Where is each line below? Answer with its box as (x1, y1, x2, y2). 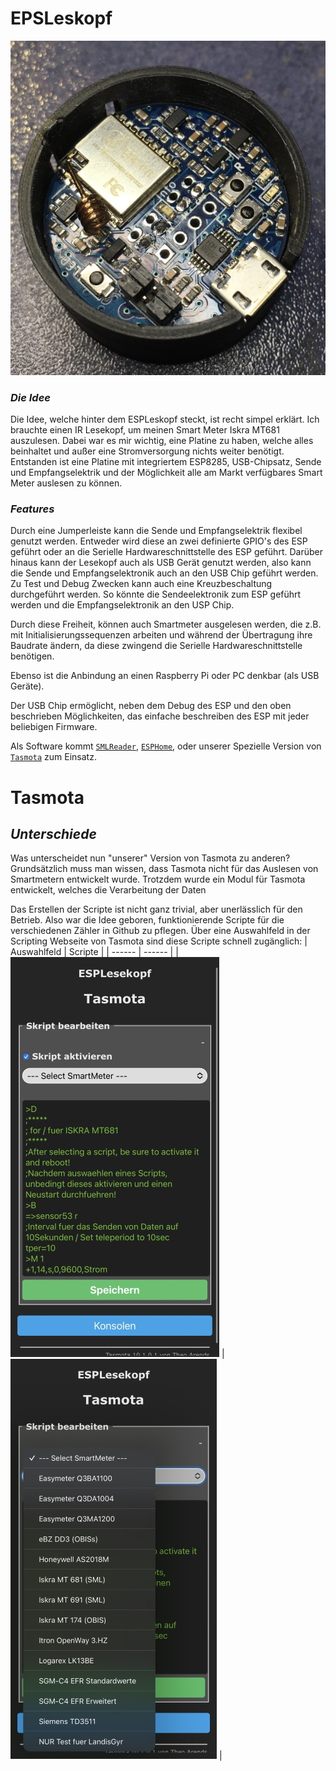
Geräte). (10, 680, 45, 692)
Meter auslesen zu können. (10, 477, 123, 489)
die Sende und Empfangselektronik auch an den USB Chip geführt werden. (10, 567, 319, 579)
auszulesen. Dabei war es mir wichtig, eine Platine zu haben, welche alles (10, 435, 314, 447)
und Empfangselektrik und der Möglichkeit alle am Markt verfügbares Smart (10, 467, 323, 479)
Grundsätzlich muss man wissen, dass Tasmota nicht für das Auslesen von (10, 863, 319, 875)
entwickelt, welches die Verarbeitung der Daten (10, 884, 207, 896)
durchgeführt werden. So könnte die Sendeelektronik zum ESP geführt (10, 588, 302, 601)
